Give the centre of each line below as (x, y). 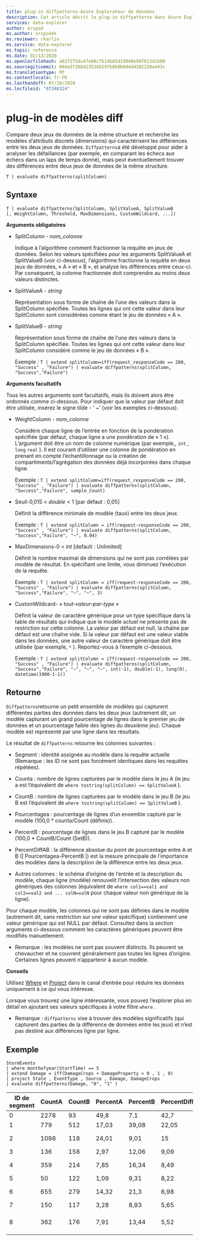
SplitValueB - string (38, 326)
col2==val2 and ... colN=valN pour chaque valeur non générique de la (102, 893)
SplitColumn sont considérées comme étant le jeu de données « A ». (98, 315)
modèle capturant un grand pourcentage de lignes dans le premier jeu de (95, 719)
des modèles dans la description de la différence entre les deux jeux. (99, 862)
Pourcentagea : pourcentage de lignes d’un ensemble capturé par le (98, 814)
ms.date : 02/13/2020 (32, 56)
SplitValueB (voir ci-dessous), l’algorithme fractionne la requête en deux (102, 260)
